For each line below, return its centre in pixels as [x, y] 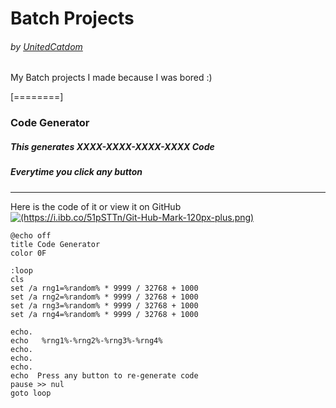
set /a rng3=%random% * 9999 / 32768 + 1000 [104, 305]
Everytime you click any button [76, 172]
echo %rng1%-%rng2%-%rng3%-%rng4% [86, 340]
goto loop [31, 393]
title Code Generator [55, 244]
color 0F [28, 253]
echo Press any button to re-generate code [104, 375]
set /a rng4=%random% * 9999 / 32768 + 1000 [104, 314]
